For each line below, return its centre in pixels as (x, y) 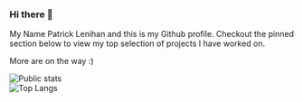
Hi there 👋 (32, 14)
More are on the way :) (52, 61)
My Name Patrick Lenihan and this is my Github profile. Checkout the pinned (151, 34)
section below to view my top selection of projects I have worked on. (137, 43)
